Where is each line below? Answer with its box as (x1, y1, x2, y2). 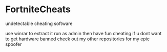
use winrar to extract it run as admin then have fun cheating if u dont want (5, 30, 162, 36)
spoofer (5, 41, 22, 47)
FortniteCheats (5, 4, 71, 15)
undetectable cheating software (5, 20, 73, 27)
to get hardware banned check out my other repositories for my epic (5, 36, 150, 42)
